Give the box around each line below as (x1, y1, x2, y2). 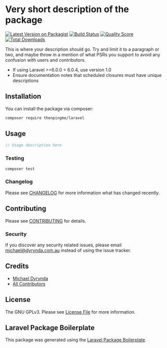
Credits (5, 262, 29, 271)
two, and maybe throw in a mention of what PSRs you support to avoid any (5, 52, 160, 58)
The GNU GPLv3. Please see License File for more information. (5, 309, 136, 315)
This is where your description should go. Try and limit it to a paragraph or (5, 46, 160, 52)
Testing (5, 155, 24, 162)
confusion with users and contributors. (5, 57, 86, 63)
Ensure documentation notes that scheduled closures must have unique (12, 72, 162, 78)
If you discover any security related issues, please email (5, 242, 122, 248)
